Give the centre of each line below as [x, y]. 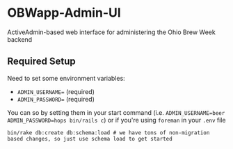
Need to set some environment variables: [66, 78]
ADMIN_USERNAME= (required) [56, 91]
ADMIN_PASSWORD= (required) [56, 99]
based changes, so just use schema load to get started [90, 139]
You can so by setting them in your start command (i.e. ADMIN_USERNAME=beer [116, 112]
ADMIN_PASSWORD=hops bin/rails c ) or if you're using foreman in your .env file [116, 120]
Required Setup [42, 62]
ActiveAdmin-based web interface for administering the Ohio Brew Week [111, 32]
